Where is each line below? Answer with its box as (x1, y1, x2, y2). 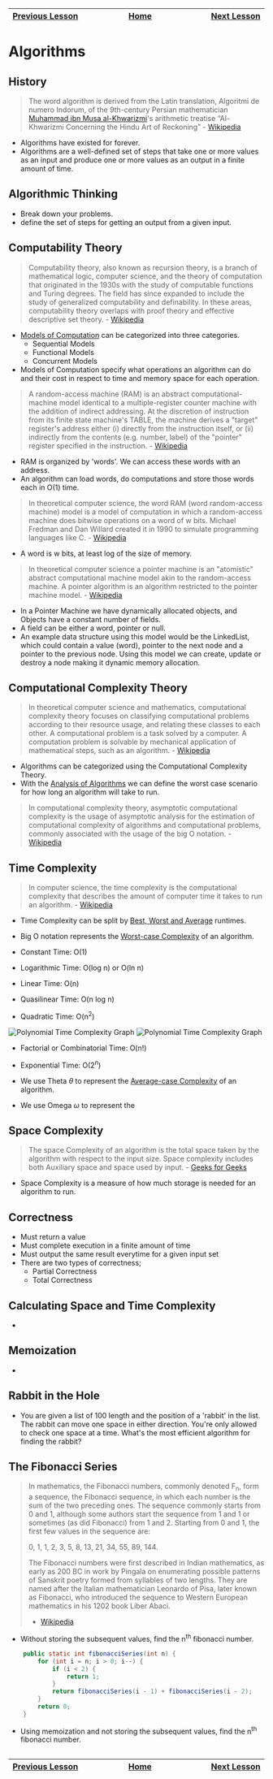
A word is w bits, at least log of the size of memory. (19, 548, 193, 558)
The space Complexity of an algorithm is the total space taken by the (28, 1145, 260, 1155)
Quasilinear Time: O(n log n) (19, 994, 115, 1004)
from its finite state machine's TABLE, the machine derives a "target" (28, 414, 258, 425)
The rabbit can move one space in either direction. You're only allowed (19, 1419, 258, 1429)
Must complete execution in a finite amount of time (19, 1240, 191, 1250)
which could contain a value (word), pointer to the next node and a (19, 640, 244, 650)
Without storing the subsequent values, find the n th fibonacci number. (19, 1633, 254, 1643)
